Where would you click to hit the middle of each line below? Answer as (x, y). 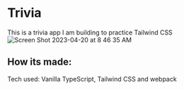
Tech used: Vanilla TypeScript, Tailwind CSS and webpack (92, 79)
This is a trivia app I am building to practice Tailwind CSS (90, 32)
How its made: (40, 62)
